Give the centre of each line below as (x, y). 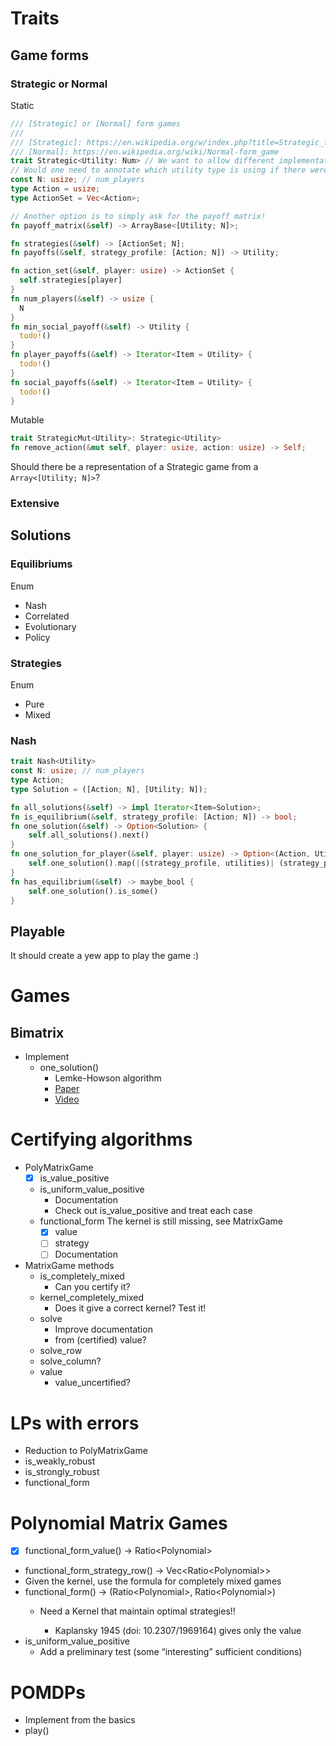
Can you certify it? (92, 1287)
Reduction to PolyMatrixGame (86, 1451)
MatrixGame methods (69, 1266)
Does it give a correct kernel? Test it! (130, 1308)
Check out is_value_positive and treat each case (153, 1211)
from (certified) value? (100, 1340)
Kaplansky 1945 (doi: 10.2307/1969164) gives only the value (178, 1631)
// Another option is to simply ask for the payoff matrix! (138, 216)
